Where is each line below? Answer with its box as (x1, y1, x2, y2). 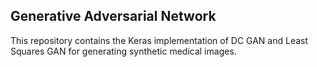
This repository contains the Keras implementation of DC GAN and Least (10, 34, 309, 46)
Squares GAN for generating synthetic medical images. (10, 45, 237, 57)
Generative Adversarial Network (10, 8, 217, 25)
